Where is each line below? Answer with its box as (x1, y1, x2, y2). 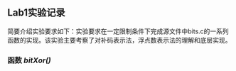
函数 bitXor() (7, 55, 51, 65)
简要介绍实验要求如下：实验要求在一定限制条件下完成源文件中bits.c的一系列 (7, 27, 229, 35)
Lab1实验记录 (7, 6, 65, 19)
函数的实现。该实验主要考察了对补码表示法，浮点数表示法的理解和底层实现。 (7, 35, 232, 44)
